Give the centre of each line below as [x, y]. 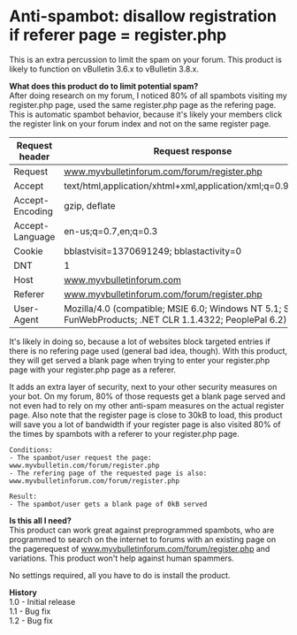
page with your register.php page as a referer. [93, 370]
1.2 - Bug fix [31, 620]
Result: [23, 496]
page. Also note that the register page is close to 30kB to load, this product [146, 415]
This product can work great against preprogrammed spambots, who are [142, 530]
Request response [193, 150]
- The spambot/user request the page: [80, 457]
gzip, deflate [90, 205]
